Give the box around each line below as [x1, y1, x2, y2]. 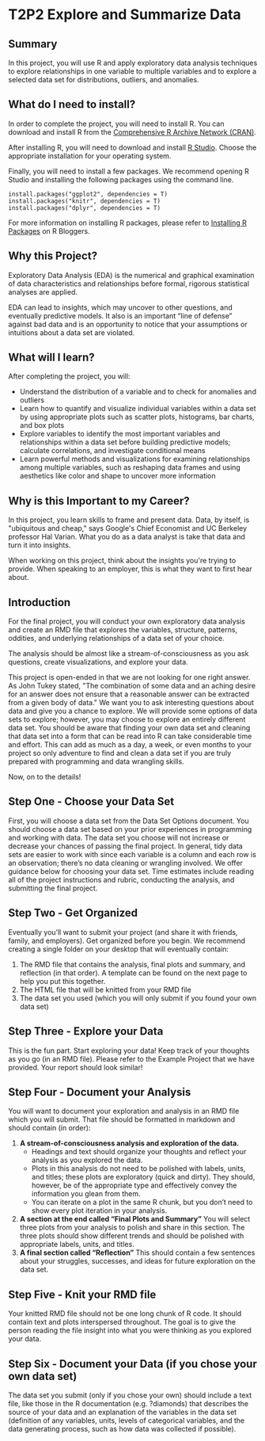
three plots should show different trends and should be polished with [19, 1231, 244, 1241]
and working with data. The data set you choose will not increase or [8, 833, 229, 842]
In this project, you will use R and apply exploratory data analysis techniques [8, 58, 258, 67]
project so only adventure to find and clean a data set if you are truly [8, 749, 232, 758]
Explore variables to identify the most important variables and [19, 429, 221, 439]
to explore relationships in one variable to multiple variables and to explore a [8, 67, 257, 76]
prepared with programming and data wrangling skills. [8, 757, 184, 766]
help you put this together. [19, 976, 106, 985]
